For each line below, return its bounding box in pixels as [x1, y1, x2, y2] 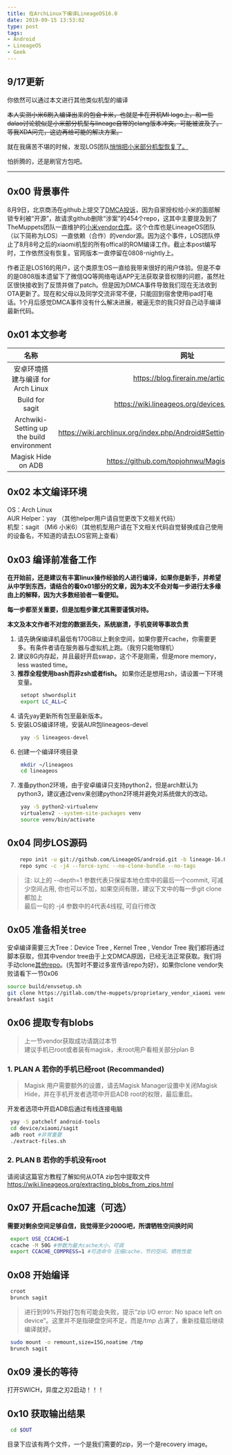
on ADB [18, 461, 43, 470]
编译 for [25, 375, 50, 384]
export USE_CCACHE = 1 [10, 1235, 70, 1242]
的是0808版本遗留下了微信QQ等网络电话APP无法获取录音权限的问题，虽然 [7, 272, 219, 280]
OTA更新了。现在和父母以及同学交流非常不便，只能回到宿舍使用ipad [7, 289, 202, 297]
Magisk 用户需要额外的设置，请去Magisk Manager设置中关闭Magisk [23, 1082, 218, 1090]
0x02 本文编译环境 [7, 485, 88, 498]
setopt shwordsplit [20, 692, 77, 698]
